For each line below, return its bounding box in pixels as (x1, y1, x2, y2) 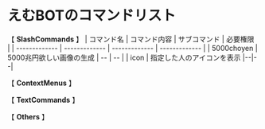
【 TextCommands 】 (7, 95, 80, 104)
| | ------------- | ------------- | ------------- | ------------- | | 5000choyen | (7, 43, 258, 53)
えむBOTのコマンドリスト (7, 6, 176, 25)
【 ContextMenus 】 (7, 78, 76, 88)
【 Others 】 (7, 111, 49, 121)
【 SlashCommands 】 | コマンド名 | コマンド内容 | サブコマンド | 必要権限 (7, 34, 255, 44)
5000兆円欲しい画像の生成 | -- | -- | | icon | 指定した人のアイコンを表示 (7, 53, 241, 62)
